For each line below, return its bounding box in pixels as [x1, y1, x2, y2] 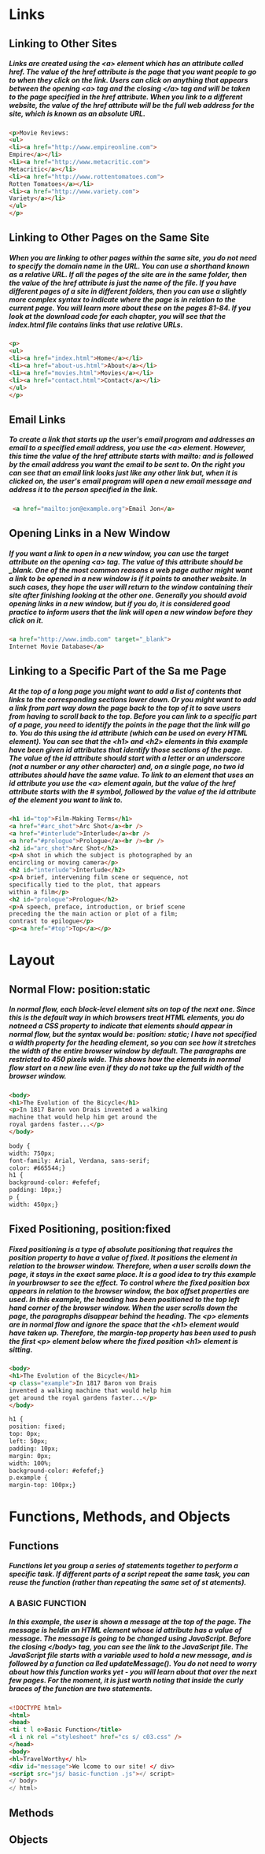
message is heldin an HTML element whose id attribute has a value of [9, 1626, 242, 1635]
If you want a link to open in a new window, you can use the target [9, 549, 230, 558]
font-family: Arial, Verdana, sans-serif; [9, 1156, 150, 1164]
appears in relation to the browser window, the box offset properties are [9, 1286, 250, 1296]
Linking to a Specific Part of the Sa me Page [9, 664, 226, 678]
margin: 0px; [9, 1452, 52, 1460]
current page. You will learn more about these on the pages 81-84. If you [9, 303, 251, 313]
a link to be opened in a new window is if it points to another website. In [9, 573, 247, 583]
